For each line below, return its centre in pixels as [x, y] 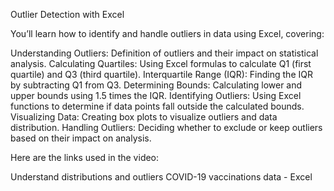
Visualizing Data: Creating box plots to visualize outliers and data [144, 117]
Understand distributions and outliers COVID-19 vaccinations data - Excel [161, 177]
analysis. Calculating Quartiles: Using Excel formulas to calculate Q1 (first [161, 63]
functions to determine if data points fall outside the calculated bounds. [157, 106]
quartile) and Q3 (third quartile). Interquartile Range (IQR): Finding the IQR [161, 74]
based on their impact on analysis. [81, 138]
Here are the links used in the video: [85, 157]
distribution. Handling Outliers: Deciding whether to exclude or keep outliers [166, 127]
